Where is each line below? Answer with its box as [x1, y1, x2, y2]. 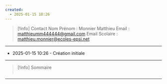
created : [5, 7, 23, 12]
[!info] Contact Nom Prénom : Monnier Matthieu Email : [17, 25, 130, 31]
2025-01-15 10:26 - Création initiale [12, 50, 85, 56]
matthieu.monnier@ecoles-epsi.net [17, 36, 90, 42]
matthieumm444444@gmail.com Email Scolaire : [17, 31, 118, 37]
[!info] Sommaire [17, 64, 52, 70]
